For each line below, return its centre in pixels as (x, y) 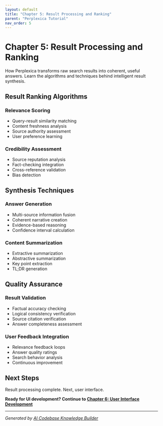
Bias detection (26, 175)
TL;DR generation (30, 269)
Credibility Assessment (33, 149)
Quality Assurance (34, 284)
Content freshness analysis (39, 126)
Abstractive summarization (39, 258)
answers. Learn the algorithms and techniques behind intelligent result (75, 76)
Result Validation (25, 298)
